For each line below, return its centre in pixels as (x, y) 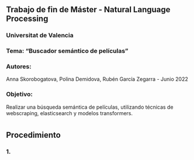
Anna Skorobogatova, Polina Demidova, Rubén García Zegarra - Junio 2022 (97, 79)
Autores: (19, 66)
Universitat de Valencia (40, 35)
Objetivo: (20, 94)
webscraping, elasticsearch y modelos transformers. (70, 113)
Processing (27, 19)
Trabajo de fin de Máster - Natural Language (88, 10)
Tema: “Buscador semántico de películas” (67, 51)
